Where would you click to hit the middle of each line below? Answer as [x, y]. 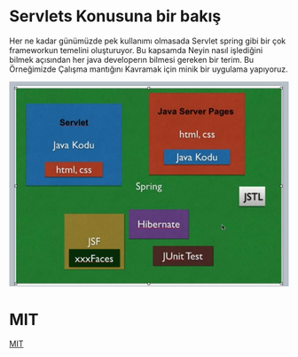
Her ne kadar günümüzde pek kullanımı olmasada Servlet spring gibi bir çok [148, 41]
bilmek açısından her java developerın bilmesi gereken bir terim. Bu [132, 59]
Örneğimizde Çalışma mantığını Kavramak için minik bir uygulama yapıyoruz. [149, 69]
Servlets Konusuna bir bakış [115, 16]
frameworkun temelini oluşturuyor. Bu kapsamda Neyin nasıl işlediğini [136, 50]
